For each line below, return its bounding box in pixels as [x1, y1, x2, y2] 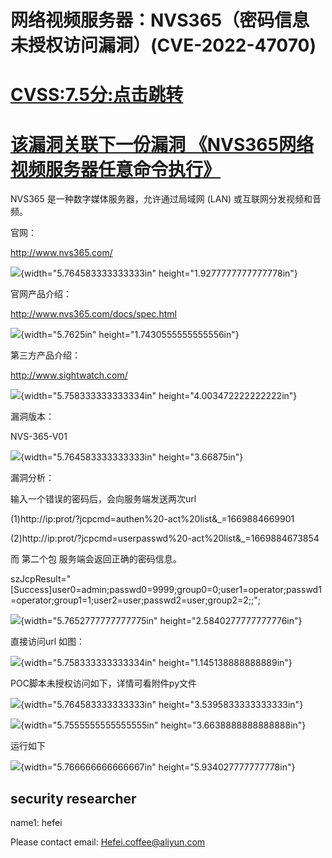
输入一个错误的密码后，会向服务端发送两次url [10, 493, 197, 505]
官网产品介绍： [10, 288, 72, 300]
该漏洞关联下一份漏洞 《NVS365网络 [10, 133, 314, 156]
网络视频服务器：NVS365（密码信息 [10, 9, 310, 32]
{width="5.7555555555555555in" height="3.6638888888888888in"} [20, 719, 307, 731]
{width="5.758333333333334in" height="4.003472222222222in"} [20, 390, 298, 402]
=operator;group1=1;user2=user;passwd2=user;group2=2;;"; [10, 594, 262, 606]
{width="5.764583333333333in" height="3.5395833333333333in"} [20, 699, 304, 711]
